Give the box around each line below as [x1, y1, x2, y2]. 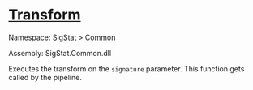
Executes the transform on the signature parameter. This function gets [8, 63, 245, 74]
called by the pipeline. [8, 72, 83, 82]
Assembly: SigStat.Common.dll [8, 48, 112, 58]
